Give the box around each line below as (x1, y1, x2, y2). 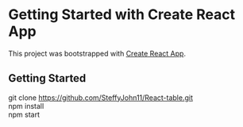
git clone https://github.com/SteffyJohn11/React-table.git (8, 93, 193, 102)
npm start (8, 110, 40, 119)
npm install (8, 101, 44, 110)
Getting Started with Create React (8, 6, 236, 24)
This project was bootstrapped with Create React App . (8, 48, 187, 58)
